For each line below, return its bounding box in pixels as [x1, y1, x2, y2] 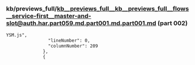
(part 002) [157, 19, 188, 27]
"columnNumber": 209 [47, 43, 98, 49]
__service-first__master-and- [6, 12, 92, 20]
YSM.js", [6, 32, 28, 38]
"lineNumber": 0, [47, 38, 91, 44]
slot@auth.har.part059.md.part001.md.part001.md [6, 19, 156, 27]
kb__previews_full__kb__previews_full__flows [56, 5, 189, 13]
